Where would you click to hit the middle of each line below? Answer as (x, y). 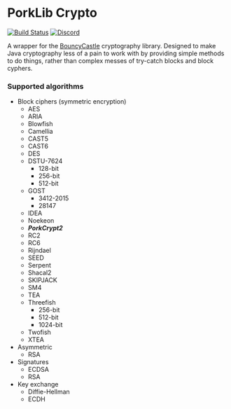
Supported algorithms (45, 86)
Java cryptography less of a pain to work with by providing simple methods (116, 53)
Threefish (42, 303)
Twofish (39, 332)
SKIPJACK (42, 280)
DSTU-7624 (45, 161)
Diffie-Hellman (49, 392)
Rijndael (39, 251)
